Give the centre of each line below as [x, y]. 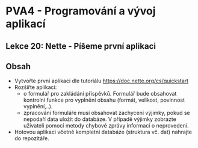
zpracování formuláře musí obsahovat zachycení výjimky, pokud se [107, 113]
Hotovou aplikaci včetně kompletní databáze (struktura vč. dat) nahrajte [103, 132]
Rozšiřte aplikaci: [36, 87]
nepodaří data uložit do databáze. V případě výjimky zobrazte [100, 119]
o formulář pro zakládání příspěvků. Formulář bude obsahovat [100, 94]
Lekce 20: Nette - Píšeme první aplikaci [81, 46]
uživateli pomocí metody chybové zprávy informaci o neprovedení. [106, 126]
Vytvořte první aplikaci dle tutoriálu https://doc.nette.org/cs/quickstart [101, 81]
